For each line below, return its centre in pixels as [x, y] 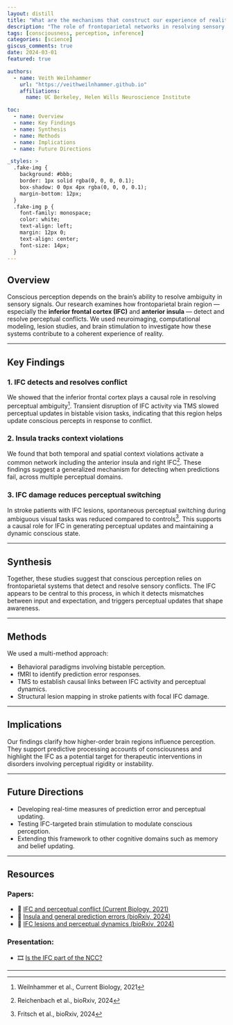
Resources [31, 874]
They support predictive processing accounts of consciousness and [105, 749]
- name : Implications [45, 142]
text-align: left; [46, 226]
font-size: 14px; [45, 245]
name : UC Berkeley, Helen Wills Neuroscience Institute [108, 97]
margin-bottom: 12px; [51, 193]
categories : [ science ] [40, 40]
